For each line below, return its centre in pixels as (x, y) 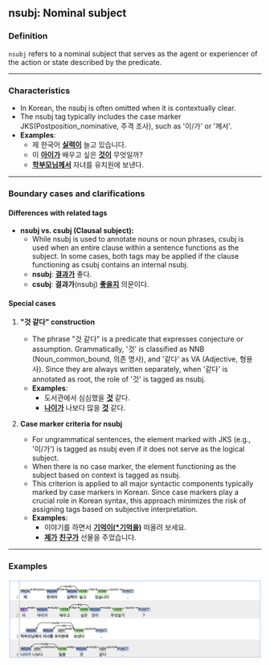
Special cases (32, 303)
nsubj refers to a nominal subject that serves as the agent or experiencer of (133, 53)
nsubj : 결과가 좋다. (62, 274)
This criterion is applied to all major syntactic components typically (143, 484)
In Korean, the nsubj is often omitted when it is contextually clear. (128, 108)
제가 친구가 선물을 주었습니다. (90, 537)
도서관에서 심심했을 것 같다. (87, 398)
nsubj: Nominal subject (67, 13)
